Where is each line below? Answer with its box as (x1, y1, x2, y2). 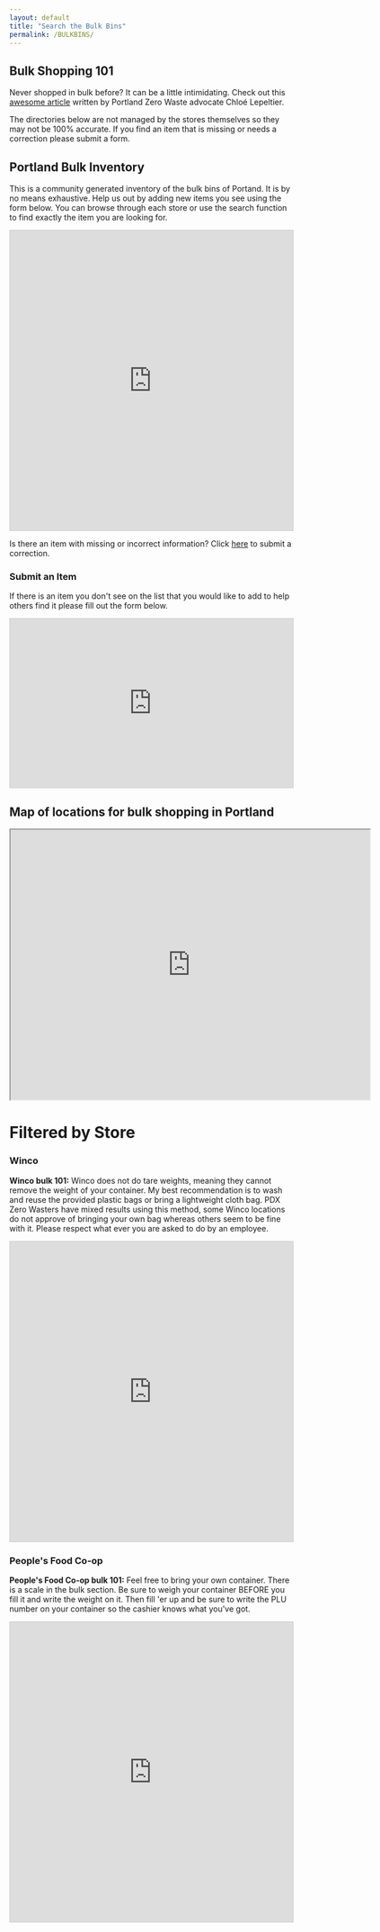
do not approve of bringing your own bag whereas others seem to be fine (9, 1213, 281, 1224)
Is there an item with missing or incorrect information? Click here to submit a (9, 538, 292, 549)
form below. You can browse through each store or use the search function (9, 203, 287, 212)
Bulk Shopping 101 (9, 63, 114, 78)
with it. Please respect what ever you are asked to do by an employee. (9, 1223, 270, 1233)
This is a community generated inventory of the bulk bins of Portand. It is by (9, 184, 290, 194)
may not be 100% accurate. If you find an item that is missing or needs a (9, 123, 277, 135)
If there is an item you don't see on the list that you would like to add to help (9, 591, 290, 601)
